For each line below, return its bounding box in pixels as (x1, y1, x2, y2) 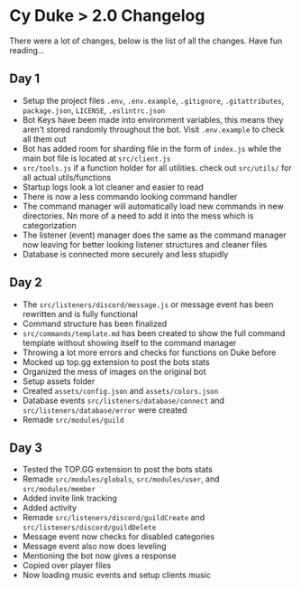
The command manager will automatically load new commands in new (22, 201, 284, 211)
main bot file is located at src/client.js (22, 153, 171, 164)
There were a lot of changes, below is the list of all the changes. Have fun (9, 35, 283, 46)
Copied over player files (22, 560, 112, 571)
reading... (9, 44, 45, 55)
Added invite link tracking (22, 493, 117, 504)
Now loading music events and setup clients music (22, 570, 212, 581)
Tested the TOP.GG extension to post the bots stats (22, 464, 214, 475)
